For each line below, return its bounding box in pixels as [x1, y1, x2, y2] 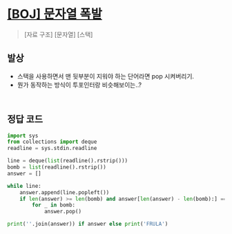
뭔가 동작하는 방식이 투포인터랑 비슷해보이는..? [17, 81, 142, 89]
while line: [7, 182, 41, 189]
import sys [7, 132, 39, 139]
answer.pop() [43, 208, 81, 215]
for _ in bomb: [32, 202, 76, 209]
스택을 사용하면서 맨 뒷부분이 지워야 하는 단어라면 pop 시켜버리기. [17, 72, 195, 80]
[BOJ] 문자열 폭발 [7, 6, 102, 22]
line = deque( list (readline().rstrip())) [7, 158, 128, 164]
